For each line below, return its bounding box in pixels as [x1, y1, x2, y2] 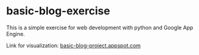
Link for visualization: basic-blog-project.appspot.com [6, 42, 141, 49]
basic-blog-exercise [6, 4, 110, 18]
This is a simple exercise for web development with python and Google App [6, 24, 194, 31]
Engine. [6, 30, 25, 37]
